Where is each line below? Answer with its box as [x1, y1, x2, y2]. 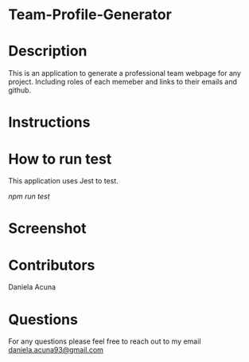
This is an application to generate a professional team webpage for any [8, 69, 241, 78]
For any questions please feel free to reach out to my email [8, 336, 201, 346]
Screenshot [8, 219, 87, 238]
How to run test [8, 150, 112, 168]
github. [8, 85, 32, 95]
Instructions [8, 113, 91, 132]
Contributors [8, 256, 95, 274]
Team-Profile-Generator [8, 6, 173, 24]
